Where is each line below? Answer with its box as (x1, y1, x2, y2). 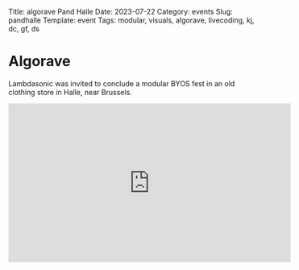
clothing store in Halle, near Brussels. (8, 87, 133, 97)
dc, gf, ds (8, 24, 40, 33)
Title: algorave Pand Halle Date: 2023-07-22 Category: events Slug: (8, 7, 234, 16)
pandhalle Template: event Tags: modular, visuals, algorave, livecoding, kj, (8, 15, 255, 25)
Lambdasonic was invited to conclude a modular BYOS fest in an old (8, 78, 235, 88)
